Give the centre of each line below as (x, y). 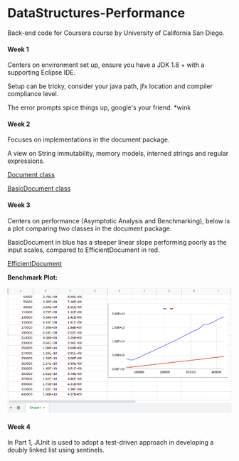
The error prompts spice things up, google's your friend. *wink (99, 107)
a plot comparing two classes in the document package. (90, 228)
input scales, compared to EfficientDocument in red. (84, 250)
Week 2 (19, 124)
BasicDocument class (39, 189)
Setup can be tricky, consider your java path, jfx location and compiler (110, 86)
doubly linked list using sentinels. (56, 450)
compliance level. (33, 94)
